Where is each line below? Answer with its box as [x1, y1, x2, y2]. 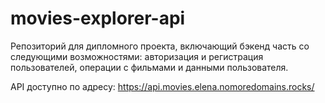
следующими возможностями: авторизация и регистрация [10, 50, 264, 62]
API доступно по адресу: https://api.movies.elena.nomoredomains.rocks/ [10, 80, 315, 92]
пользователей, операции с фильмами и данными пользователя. [10, 61, 289, 73]
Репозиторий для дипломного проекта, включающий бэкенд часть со [10, 40, 310, 52]
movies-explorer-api [10, 7, 186, 30]
